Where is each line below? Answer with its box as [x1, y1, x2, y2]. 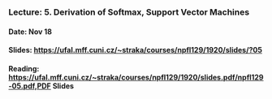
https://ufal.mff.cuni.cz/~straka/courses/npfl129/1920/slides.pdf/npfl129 [8, 72, 264, 82]
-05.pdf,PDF [8, 80, 51, 91]
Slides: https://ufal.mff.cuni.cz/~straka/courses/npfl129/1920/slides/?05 [8, 45, 262, 55]
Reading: [8, 63, 40, 73]
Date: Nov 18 [8, 27, 53, 37]
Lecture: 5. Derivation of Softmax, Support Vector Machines [8, 6, 250, 18]
